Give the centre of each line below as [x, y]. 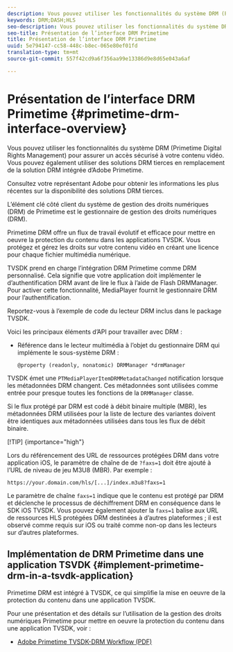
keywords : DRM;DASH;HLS [42, 20]
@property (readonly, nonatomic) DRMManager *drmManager [101, 365]
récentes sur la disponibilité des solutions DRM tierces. [86, 191]
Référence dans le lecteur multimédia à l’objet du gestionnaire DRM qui [118, 345]
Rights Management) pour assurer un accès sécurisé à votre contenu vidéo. [116, 155]
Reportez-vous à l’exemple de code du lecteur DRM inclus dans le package [114, 311]
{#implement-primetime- [148, 565]
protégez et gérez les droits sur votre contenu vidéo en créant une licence [113, 247]
